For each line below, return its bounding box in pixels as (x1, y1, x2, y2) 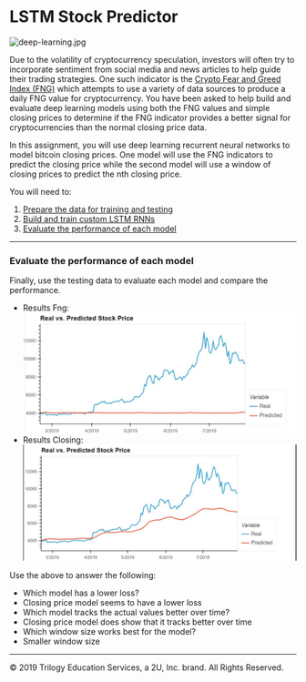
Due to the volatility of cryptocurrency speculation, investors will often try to (9, 54, 295, 65)
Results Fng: (22, 302, 70, 313)
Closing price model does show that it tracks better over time (22, 616, 252, 627)
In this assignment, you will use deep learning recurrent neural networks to (9, 139, 291, 150)
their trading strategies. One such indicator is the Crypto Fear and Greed (9, 73, 281, 84)
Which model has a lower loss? (22, 587, 139, 598)
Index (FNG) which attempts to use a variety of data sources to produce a (9, 83, 286, 94)
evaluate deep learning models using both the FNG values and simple (9, 102, 270, 113)
